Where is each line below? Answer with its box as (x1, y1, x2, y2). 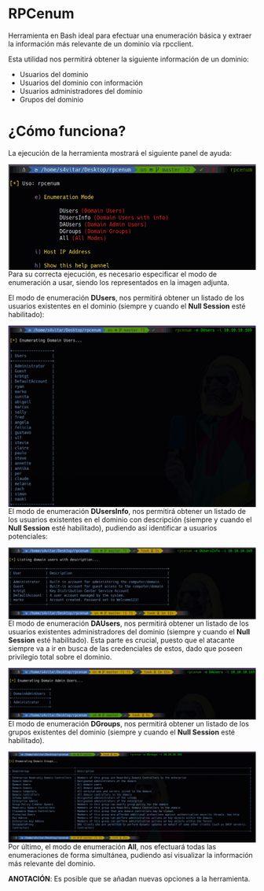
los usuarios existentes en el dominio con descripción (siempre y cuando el (8, 515, 252, 524)
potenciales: (8, 531, 49, 541)
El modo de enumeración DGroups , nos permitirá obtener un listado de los (8, 719, 250, 729)
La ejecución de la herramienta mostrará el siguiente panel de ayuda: (8, 148, 232, 157)
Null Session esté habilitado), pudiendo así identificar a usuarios (8, 523, 218, 532)
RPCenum (8, 5, 75, 23)
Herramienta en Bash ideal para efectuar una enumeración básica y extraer (8, 31, 252, 40)
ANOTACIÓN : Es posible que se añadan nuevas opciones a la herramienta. (8, 874, 251, 883)
